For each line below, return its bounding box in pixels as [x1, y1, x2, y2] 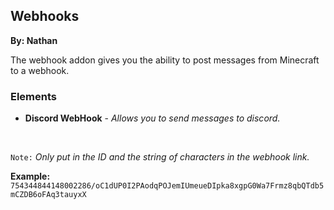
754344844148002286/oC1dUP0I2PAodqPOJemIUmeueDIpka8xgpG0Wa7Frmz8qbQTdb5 [10, 181, 325, 191]
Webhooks [10, 8, 80, 25]
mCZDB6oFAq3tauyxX [10, 190, 87, 200]
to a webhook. [10, 64, 70, 76]
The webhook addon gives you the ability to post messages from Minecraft [10, 54, 320, 66]
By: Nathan [10, 34, 58, 46]
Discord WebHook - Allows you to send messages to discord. [24, 112, 281, 124]
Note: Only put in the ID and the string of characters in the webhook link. [10, 151, 310, 163]
